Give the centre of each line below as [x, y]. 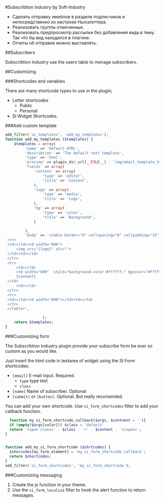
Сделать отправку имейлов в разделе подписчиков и [69, 17]
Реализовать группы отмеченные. [48, 27]
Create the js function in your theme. [49, 484]
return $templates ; [34, 322]
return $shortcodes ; [30, 457]
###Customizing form [27, 336]
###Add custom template [31, 126]
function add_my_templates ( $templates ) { [49, 139]
